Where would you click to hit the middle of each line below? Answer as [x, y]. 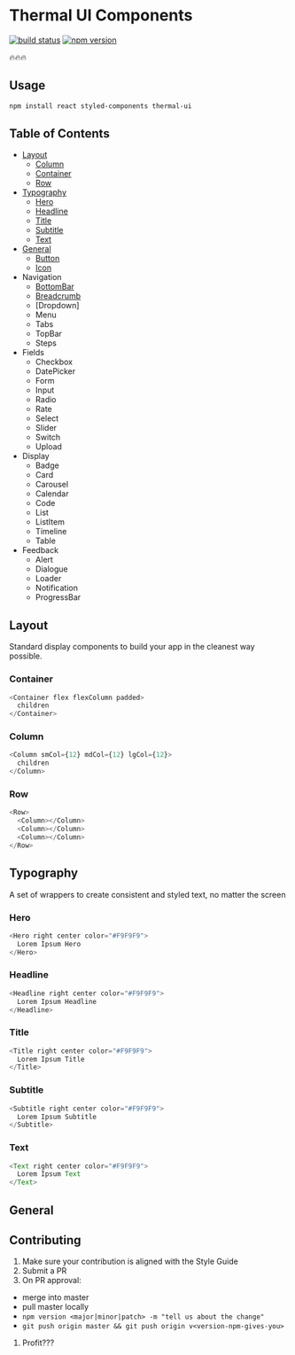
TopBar [48, 334]
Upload [48, 447]
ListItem [50, 522]
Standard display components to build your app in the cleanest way [132, 647]
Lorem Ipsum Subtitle [57, 1117]
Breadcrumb [58, 296]
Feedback [40, 550]
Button [47, 259]
